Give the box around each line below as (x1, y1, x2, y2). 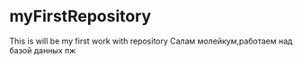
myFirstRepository (9, 6, 152, 27)
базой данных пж (9, 44, 76, 55)
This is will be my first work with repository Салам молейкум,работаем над (9, 36, 293, 46)
